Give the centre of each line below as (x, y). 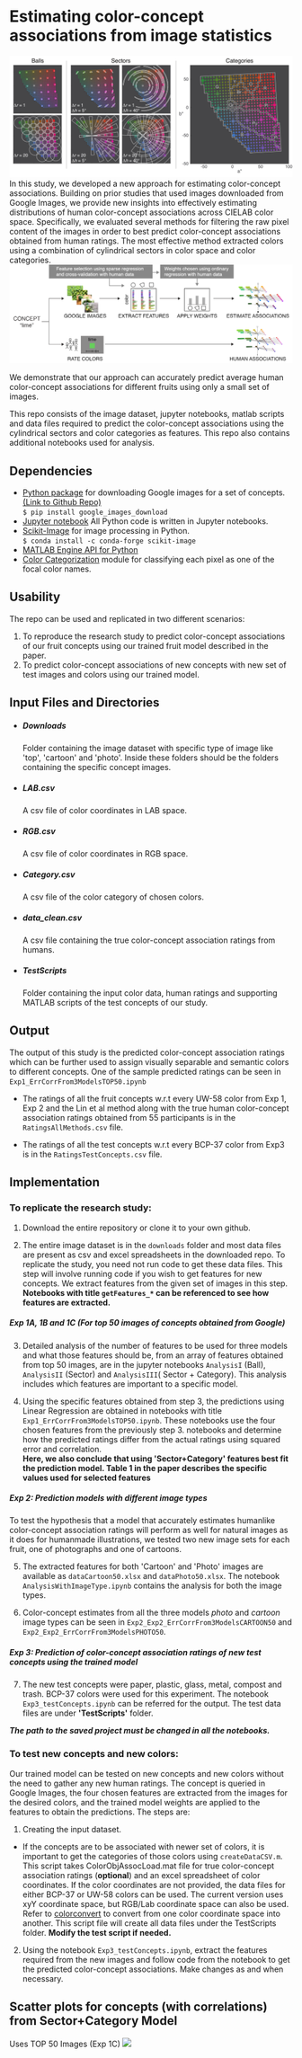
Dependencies (51, 470)
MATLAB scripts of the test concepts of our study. (115, 1003)
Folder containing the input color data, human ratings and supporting (150, 993)
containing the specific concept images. (97, 767)
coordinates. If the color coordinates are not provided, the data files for (154, 1885)
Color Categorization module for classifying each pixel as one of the (148, 560)
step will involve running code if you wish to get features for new (142, 1273)
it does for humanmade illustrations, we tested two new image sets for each (150, 1539)
